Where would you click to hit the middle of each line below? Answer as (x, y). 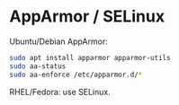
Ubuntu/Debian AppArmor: (58, 41)
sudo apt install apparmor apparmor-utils (90, 57)
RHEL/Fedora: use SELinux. (60, 92)
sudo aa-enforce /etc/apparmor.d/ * (76, 74)
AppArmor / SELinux (87, 17)
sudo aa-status (38, 66)
